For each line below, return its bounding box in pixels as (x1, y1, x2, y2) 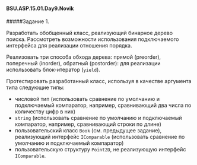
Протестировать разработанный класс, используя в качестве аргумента (6, 78, 192, 85)
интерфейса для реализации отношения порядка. (6, 42, 132, 49)
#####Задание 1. (6, 18, 49, 25)
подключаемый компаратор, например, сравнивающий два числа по (14, 101, 192, 109)
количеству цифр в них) (14, 108, 76, 115)
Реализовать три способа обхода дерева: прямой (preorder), (6, 53, 161, 61)
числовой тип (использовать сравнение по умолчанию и (14, 96, 160, 103)
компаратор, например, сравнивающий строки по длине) (14, 120, 162, 128)
